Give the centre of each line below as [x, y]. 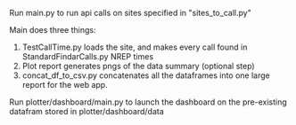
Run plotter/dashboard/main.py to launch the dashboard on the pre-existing [148, 102]
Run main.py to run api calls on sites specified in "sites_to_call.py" [130, 13]
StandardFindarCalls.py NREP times [88, 56]
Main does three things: [53, 30]
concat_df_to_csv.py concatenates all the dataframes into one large [146, 75]
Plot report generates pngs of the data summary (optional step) [139, 66]
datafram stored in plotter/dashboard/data [87, 111]
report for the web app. [65, 85]
